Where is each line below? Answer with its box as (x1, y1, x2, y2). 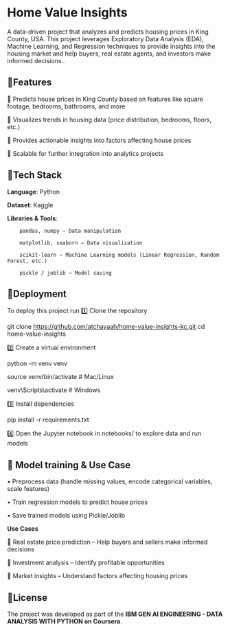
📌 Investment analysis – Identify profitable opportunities (7, 558, 165, 567)
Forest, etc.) (7, 257, 48, 264)
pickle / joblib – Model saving (19, 269, 112, 276)
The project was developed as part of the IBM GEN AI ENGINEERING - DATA (7, 610, 223, 618)
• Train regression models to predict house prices (7, 498, 148, 506)
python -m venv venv (7, 359, 67, 368)
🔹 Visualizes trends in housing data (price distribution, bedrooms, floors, (7, 115, 212, 124)
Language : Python (7, 187, 60, 196)
